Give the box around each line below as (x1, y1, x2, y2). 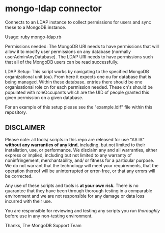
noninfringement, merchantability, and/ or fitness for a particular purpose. (5, 157, 155, 163)
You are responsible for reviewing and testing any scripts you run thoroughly (5, 207, 160, 213)
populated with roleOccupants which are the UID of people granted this (5, 89, 150, 95)
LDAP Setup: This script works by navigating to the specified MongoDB (5, 68, 149, 74)
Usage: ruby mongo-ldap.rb (5, 34, 61, 40)
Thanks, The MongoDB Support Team (5, 222, 82, 228)
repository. (5, 109, 27, 115)
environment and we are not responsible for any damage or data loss (5, 193, 145, 199)
